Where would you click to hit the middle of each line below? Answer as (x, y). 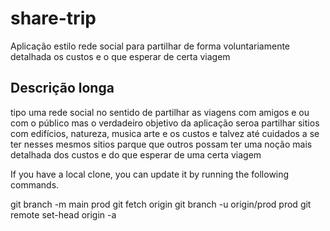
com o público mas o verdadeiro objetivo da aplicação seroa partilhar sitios (165, 123)
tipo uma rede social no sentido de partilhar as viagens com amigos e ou (160, 112)
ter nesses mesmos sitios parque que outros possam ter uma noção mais (161, 144)
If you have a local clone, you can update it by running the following (150, 174)
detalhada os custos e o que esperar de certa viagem (120, 56)
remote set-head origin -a (63, 214)
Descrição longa (62, 88)
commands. (35, 184)
